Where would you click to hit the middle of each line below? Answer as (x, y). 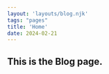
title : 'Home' (28, 27)
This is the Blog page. (55, 61)
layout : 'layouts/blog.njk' (48, 14)
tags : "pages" (28, 20)
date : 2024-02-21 (32, 33)
